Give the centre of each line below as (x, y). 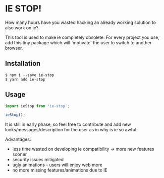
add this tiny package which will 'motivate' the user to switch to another (79, 42)
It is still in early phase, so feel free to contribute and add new (68, 124)
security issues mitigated (38, 160)
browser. (14, 48)
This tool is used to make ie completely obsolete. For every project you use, (82, 37)
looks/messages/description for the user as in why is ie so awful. (71, 130)
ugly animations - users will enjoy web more (57, 165)
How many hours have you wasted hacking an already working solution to (81, 22)
